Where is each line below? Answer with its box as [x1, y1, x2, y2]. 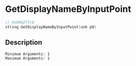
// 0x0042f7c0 [5, 20, 35, 25]
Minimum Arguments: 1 [5, 51, 50, 57]
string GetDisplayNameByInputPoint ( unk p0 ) [5, 24, 97, 29]
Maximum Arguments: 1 [5, 56, 50, 61]
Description [5, 38, 42, 47]
